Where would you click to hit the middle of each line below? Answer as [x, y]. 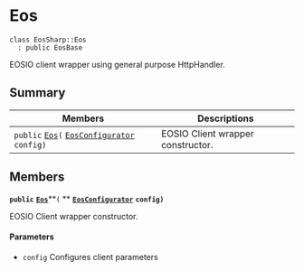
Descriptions [226, 118]
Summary [38, 93]
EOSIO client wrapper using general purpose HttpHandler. [118, 64]
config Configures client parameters [90, 257]
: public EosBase [50, 47]
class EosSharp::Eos [48, 40]
